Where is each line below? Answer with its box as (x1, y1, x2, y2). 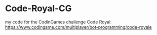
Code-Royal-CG (5, 3, 72, 14)
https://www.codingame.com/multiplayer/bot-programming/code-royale (5, 24, 152, 30)
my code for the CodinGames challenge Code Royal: (5, 19, 112, 25)
